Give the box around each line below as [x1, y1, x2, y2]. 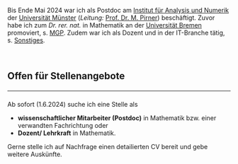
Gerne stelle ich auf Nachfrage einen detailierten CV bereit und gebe [7, 143, 208, 151]
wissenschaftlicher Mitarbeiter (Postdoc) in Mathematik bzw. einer [17, 114, 217, 122]
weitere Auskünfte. [7, 150, 62, 158]
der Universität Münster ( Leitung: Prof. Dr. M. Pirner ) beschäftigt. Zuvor [7, 13, 215, 22]
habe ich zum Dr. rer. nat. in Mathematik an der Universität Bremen [7, 21, 202, 29]
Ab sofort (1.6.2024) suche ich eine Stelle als [7, 100, 138, 109]
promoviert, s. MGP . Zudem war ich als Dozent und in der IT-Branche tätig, [7, 28, 225, 37]
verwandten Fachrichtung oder [17, 122, 108, 130]
